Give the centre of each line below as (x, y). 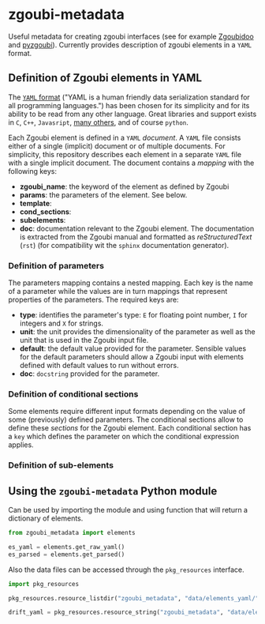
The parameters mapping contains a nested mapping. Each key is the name (131, 283)
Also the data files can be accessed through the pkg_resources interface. (126, 569)
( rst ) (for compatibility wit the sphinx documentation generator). (124, 245)
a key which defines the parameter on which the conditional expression (123, 437)
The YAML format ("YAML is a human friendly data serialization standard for (129, 97)
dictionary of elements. (46, 518)
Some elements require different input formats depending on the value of (127, 412)
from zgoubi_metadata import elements (72, 533)
